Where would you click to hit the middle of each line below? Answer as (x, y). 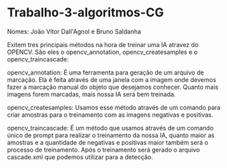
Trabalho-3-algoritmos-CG (85, 13)
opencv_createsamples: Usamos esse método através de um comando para (114, 107)
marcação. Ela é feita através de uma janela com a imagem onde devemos (112, 79)
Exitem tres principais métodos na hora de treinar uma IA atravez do (103, 44)
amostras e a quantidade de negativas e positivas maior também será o (108, 142)
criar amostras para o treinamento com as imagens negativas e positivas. (110, 115)
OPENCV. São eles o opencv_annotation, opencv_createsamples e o (103, 52)
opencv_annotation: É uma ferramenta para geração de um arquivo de (106, 72)
